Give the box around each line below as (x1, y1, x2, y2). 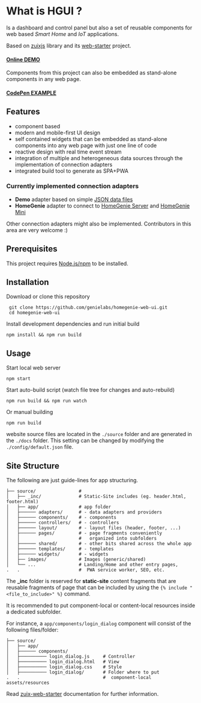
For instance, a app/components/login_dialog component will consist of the (6, 620, 191, 627)
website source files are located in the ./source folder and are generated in (6, 431, 192, 438)
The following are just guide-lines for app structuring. (6, 477, 139, 484)
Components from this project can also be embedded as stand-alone (6, 69, 177, 76)
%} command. (57, 590, 91, 597)
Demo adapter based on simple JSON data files (14, 196, 133, 203)
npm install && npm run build (6, 332, 82, 338)
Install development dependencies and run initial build (6, 320, 140, 328)
